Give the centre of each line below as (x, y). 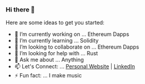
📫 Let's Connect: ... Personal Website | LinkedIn (75, 67)
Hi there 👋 (21, 10)
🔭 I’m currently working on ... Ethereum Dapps (72, 34)
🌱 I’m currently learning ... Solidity (56, 41)
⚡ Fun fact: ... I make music (48, 76)
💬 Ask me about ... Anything (49, 60)
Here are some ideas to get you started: (55, 23)
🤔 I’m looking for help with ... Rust (56, 53)
